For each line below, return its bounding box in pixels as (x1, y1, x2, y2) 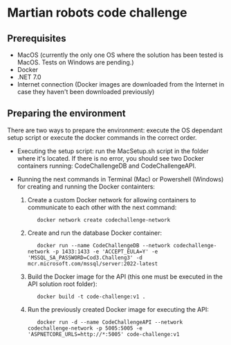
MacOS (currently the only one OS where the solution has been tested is (17, 51, 223, 59)
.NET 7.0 (17, 73, 41, 81)
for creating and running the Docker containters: (17, 182, 156, 191)
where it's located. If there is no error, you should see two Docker (17, 154, 204, 162)
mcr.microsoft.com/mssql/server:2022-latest (27, 260, 158, 267)
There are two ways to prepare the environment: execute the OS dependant (7, 126, 223, 134)
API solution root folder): (27, 279, 98, 288)
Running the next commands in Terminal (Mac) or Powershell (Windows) (17, 175, 224, 183)
